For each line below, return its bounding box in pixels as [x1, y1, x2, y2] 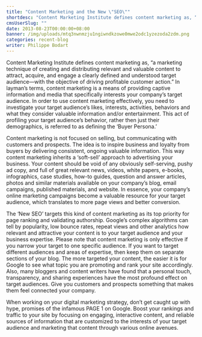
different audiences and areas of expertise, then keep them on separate [6, 248, 185, 256]
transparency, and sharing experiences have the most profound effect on [6, 274, 188, 281]
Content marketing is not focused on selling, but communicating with [6, 134, 177, 141]
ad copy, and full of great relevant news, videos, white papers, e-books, [6, 166, 185, 173]
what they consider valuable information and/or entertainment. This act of [6, 110, 189, 117]
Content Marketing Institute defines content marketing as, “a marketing [6, 58, 182, 66]
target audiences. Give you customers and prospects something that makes [6, 280, 194, 288]
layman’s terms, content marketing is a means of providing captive [6, 84, 171, 91]
